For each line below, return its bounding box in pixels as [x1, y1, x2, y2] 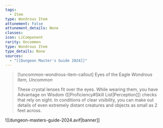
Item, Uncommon [17, 77, 53, 83]
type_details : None [5, 49, 46, 54]
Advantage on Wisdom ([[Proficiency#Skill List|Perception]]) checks [17, 92, 157, 98]
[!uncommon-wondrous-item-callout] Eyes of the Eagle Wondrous [17, 71, 153, 77]
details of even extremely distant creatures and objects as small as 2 [17, 102, 158, 108]
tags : [5, 7, 16, 12]
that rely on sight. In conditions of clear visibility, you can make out [17, 97, 154, 103]
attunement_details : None [5, 26, 58, 31]
